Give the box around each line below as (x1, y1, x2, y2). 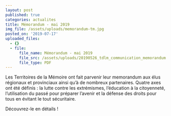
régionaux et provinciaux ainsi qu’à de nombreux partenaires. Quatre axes (5, 80, 161, 86)
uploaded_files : (5, 36, 40, 42)
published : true (5, 12, 40, 17)
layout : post (5, 7, 33, 13)
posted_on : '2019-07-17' (5, 31, 58, 36)
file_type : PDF (18, 60, 52, 65)
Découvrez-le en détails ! (5, 106, 59, 112)
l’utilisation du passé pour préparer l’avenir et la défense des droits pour (5, 90, 157, 96)
